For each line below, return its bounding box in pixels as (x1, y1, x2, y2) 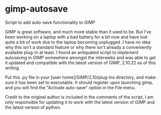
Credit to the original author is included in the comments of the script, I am (5, 94, 154, 100)
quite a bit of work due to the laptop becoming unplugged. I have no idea (5, 39, 151, 45)
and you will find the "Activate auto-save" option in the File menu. (5, 84, 136, 90)
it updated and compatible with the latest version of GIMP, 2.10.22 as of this (5, 60, 156, 66)
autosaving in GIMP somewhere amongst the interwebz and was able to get (5, 54, 156, 60)
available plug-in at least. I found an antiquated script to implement (5, 49, 139, 55)
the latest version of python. (5, 104, 62, 110)
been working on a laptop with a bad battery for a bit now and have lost (5, 34, 148, 40)
